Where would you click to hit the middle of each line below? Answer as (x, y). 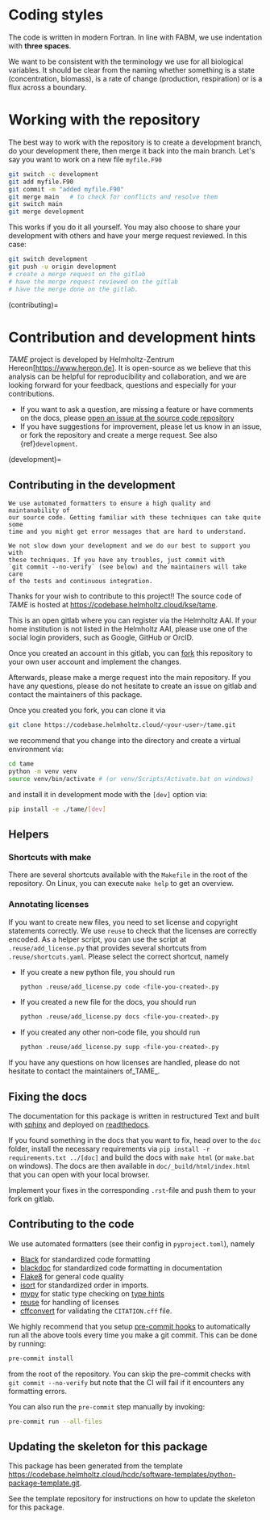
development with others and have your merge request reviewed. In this (128, 236)
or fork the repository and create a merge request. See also (118, 435)
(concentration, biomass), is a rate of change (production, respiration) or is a (135, 78)
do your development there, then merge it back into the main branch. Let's (132, 150)
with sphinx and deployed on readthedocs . (79, 1125)
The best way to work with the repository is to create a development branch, (135, 142)
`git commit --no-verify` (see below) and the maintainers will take (128, 567)
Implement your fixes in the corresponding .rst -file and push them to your (132, 1190)
